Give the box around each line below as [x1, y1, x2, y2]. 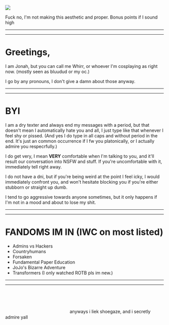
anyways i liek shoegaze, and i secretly [69, 308, 151, 314]
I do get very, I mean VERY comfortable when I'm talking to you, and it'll [5, 153, 154, 159]
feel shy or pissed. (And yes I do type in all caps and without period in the [5, 132, 158, 138]
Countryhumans [12, 248, 46, 254]
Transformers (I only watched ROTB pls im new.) [12, 270, 113, 276]
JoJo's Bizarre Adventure [12, 264, 66, 270]
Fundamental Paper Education [12, 259, 75, 265]
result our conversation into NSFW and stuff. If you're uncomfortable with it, [5, 158, 162, 165]
